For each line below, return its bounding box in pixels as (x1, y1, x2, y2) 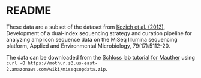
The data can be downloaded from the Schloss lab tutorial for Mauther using (6, 54, 195, 61)
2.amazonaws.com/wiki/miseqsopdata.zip (6, 66, 106, 72)
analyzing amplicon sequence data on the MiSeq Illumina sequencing (6, 36, 178, 43)
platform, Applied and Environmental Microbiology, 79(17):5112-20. (6, 42, 170, 49)
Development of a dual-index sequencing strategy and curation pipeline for (6, 29, 192, 36)
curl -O (6, 60, 26, 66)
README (6, 4, 52, 17)
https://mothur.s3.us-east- (28, 60, 98, 66)
